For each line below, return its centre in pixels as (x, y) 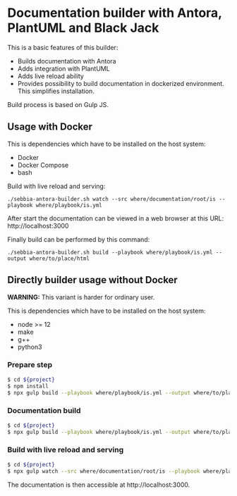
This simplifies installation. (56, 91)
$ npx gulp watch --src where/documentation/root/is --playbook (104, 471)
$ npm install (28, 386)
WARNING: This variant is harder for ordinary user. (81, 297)
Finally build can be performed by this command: (79, 239)
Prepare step (30, 365)
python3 (30, 347)
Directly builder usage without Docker (92, 280)
